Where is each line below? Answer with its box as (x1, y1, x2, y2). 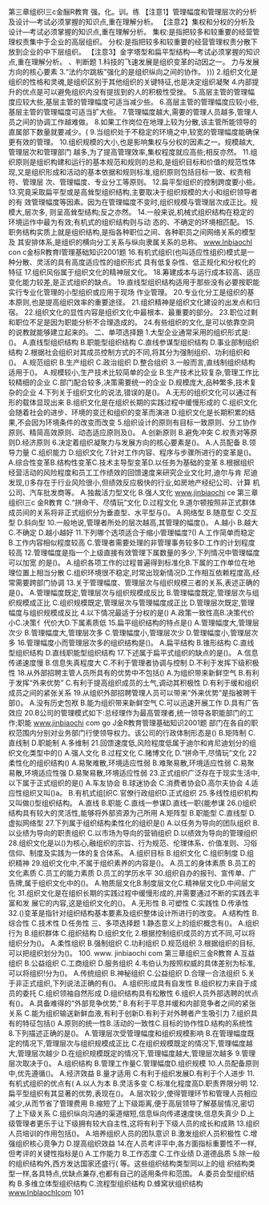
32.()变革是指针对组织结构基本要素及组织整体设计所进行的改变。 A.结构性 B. (8, 909, 259, 917)
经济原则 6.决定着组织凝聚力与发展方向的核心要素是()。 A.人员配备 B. (22, 437, 250, 447)
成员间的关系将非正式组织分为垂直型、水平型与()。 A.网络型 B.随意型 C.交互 (8, 508, 258, 517)
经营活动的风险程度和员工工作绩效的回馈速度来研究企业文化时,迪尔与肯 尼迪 (8, 468, 258, 477)
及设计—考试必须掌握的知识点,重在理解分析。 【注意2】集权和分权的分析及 (8, 17, 255, 26)
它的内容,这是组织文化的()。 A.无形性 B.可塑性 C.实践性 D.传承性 (38, 898, 250, 908)
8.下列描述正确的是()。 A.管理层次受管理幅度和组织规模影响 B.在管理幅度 (8, 1029, 248, 1038)
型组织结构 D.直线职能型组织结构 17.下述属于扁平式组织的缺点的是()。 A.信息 (8, 648, 259, 657)
